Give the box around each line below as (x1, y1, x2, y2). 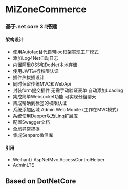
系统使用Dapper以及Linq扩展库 (12, 113, 78, 119)
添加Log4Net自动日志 (12, 55, 59, 61)
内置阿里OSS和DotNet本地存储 (12, 61, 78, 68)
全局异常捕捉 (12, 125, 40, 132)
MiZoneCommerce (5, 4, 87, 15)
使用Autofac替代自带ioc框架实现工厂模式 (12, 49, 99, 55)
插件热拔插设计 (12, 74, 45, 80)
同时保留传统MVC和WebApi (12, 81, 71, 87)
